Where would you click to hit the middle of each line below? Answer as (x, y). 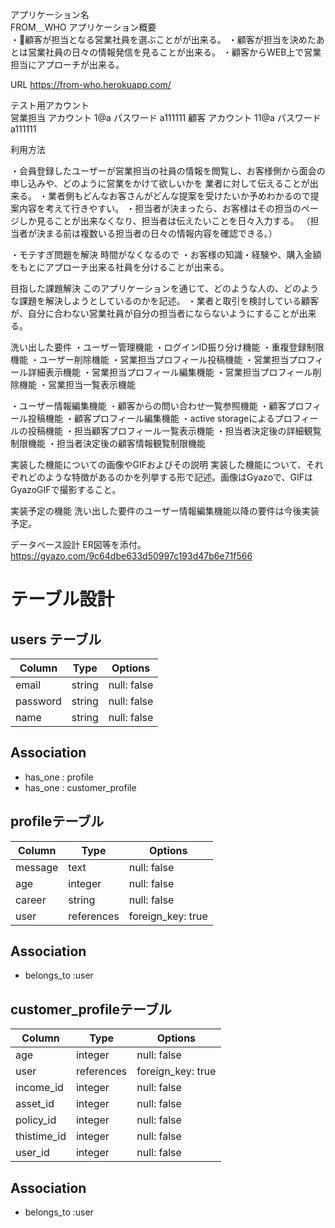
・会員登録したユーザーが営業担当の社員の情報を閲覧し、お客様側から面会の (168, 171)
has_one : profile (59, 777)
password (38, 701)
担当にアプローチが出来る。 (67, 64)
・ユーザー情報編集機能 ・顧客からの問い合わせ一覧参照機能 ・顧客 (148, 406)
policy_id (36, 1120)
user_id (32, 1153)
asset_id (35, 1104)
